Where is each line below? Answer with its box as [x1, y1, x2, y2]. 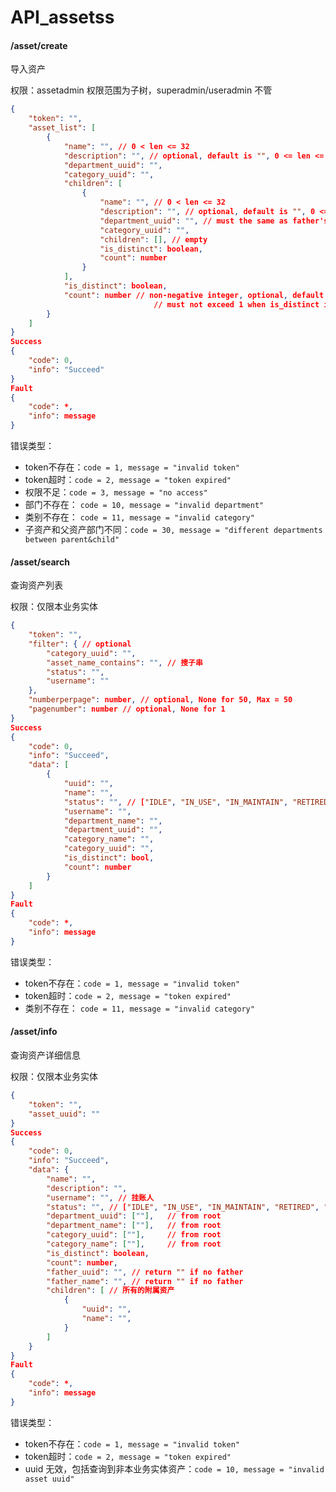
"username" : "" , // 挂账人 [46, 1192, 155, 1203]
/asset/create [10, 39, 68, 51]
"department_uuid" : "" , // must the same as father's [99, 216, 329, 226]
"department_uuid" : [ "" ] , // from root [46, 1211, 222, 1221]
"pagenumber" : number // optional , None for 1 [28, 704, 226, 715]
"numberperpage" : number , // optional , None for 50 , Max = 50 [28, 695, 293, 705]
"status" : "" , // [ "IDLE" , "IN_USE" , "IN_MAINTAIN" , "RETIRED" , [46, 1202, 320, 1212]
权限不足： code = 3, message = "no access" [24, 486, 208, 498]
